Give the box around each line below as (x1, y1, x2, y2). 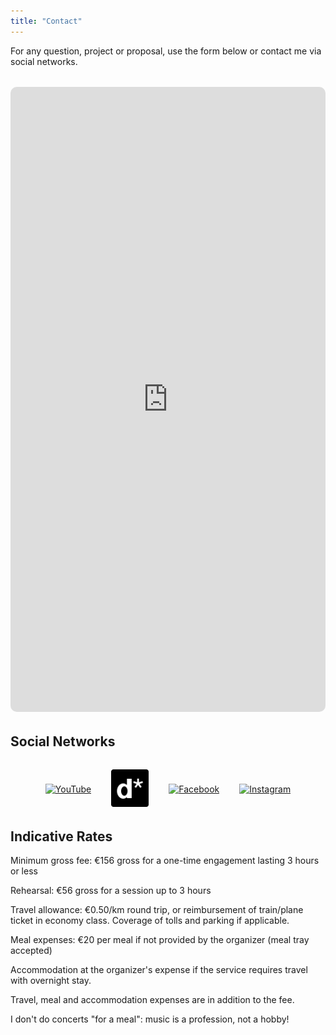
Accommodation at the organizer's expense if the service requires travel (10, 964, 308, 976)
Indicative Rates (10, 828, 113, 845)
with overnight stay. (10, 975, 92, 987)
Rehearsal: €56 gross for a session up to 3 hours (10, 885, 212, 897)
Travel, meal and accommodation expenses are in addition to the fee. (10, 994, 295, 1006)
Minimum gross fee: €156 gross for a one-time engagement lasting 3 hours (10, 855, 320, 867)
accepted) (10, 945, 53, 957)
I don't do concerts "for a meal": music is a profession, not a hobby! (10, 1013, 290, 1025)
